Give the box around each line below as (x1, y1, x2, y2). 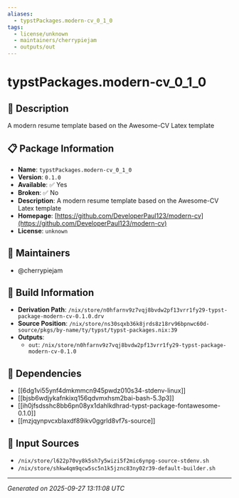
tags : (7, 23, 23, 31)
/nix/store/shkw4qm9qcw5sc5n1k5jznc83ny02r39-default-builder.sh (17, 465, 216, 472)
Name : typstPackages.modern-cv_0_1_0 (17, 165, 132, 174)
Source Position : (17, 319, 68, 328)
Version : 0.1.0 (17, 172, 62, 181)
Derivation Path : (17, 305, 67, 314)
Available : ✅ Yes (17, 180, 68, 189)
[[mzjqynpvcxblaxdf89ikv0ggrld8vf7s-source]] (17, 417, 156, 425)
